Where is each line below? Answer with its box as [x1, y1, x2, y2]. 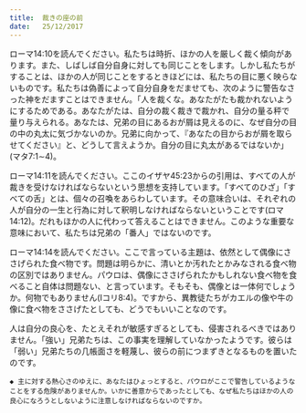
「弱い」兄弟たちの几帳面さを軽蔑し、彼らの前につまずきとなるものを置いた [9, 346, 298, 356]
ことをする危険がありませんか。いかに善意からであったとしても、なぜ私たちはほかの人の [9, 387, 294, 396]
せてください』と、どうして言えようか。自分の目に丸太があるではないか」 [9, 139, 290, 150]
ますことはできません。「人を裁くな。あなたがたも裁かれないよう [48, 93, 294, 105]
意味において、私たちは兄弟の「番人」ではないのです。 [9, 227, 216, 238]
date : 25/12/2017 [9, 22, 84, 31]
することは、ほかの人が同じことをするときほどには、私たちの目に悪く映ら [9, 70, 290, 82]
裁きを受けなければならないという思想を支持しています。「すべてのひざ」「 [9, 181, 288, 192]
